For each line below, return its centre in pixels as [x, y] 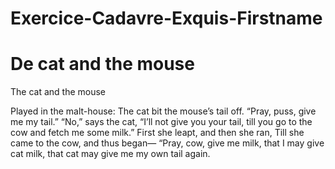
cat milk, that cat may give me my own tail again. [110, 154]
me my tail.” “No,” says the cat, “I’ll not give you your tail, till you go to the [161, 122]
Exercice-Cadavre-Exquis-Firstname [166, 18]
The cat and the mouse [58, 92]
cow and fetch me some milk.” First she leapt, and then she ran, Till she [157, 133]
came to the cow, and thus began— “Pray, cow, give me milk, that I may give [167, 143]
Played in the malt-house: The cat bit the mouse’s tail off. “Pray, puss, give [163, 111]
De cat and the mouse [102, 64]
